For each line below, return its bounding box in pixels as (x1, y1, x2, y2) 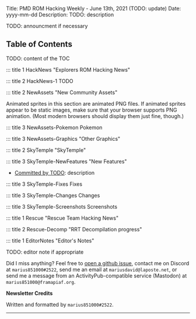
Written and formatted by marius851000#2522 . (6, 301, 114, 308)
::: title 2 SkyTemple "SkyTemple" (6, 146, 86, 154)
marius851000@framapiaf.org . (6, 278, 76, 285)
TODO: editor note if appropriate (6, 248, 84, 255)
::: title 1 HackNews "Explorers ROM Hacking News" (6, 66, 130, 73)
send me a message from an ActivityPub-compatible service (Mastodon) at (6, 272, 187, 279)
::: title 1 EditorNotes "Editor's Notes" (6, 237, 94, 244)
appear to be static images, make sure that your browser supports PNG (6, 106, 177, 113)
